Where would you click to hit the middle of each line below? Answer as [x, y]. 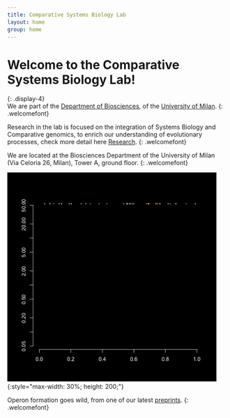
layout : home [26, 22]
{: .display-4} [26, 99]
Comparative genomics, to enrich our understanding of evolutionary [105, 134]
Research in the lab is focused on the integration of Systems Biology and [112, 127]
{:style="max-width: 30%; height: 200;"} [66, 387]
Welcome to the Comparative [93, 64]
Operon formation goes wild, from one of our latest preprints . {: [98, 400]
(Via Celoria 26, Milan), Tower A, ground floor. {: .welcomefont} [98, 163]
